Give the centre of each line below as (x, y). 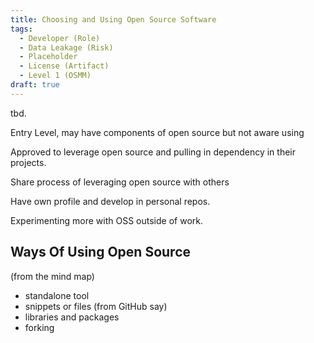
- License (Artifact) (64, 66)
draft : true (35, 85)
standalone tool (57, 295)
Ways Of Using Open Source (101, 252)
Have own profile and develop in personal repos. (110, 201)
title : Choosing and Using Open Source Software (113, 19)
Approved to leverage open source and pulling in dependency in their (153, 152)
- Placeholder (48, 57)
